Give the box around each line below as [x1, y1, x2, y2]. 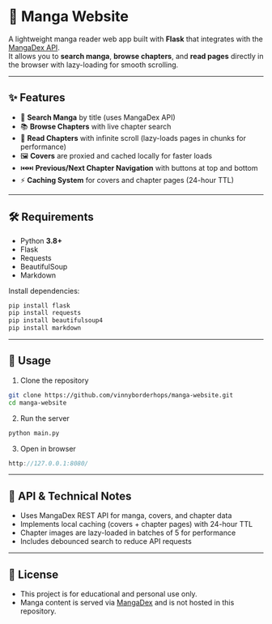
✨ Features [8, 91, 66, 104]
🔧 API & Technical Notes [8, 489, 132, 503]
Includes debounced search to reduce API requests [19, 537, 192, 546]
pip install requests [8, 309, 82, 317]
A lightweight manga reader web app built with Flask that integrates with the [8, 34, 263, 44]
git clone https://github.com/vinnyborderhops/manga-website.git [8, 391, 233, 399]
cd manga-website [8, 398, 67, 407]
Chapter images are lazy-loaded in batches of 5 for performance [19, 528, 236, 537]
